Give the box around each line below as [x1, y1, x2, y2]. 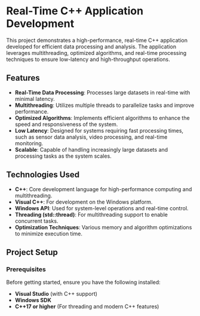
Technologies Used [6, 170, 79, 180]
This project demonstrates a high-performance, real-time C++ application [6, 36, 188, 44]
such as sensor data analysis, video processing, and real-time [14, 133, 168, 140]
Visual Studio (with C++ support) [14, 290, 97, 297]
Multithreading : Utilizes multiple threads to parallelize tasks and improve [14, 102, 195, 109]
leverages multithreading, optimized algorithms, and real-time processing [6, 49, 187, 56]
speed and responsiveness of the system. [14, 121, 118, 128]
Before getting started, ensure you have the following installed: [6, 279, 161, 286]
